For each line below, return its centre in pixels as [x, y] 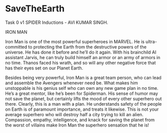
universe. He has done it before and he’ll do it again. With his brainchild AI [81, 52]
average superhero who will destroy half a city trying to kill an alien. [74, 114]
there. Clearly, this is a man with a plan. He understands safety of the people [83, 104]
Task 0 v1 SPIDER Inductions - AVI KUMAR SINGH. [57, 22]
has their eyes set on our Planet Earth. [44, 68]
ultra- [152, 41]
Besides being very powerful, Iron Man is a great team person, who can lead [83, 77]
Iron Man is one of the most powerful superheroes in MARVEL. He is [75, 41]
